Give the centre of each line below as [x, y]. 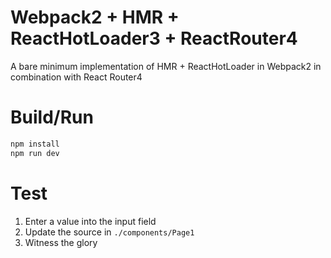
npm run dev [35, 153]
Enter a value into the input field [90, 221]
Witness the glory [61, 242]
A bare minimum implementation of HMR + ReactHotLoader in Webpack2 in [166, 66]
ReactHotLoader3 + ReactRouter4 [154, 38]
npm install [35, 144]
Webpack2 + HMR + [95, 17]
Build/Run [52, 117]
